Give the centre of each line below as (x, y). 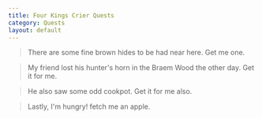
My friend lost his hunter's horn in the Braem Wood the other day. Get (141, 68)
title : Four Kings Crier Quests (61, 15)
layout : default (35, 30)
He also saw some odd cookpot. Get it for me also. (110, 91)
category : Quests (37, 23)
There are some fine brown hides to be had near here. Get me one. (136, 53)
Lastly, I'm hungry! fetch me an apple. (89, 106)
